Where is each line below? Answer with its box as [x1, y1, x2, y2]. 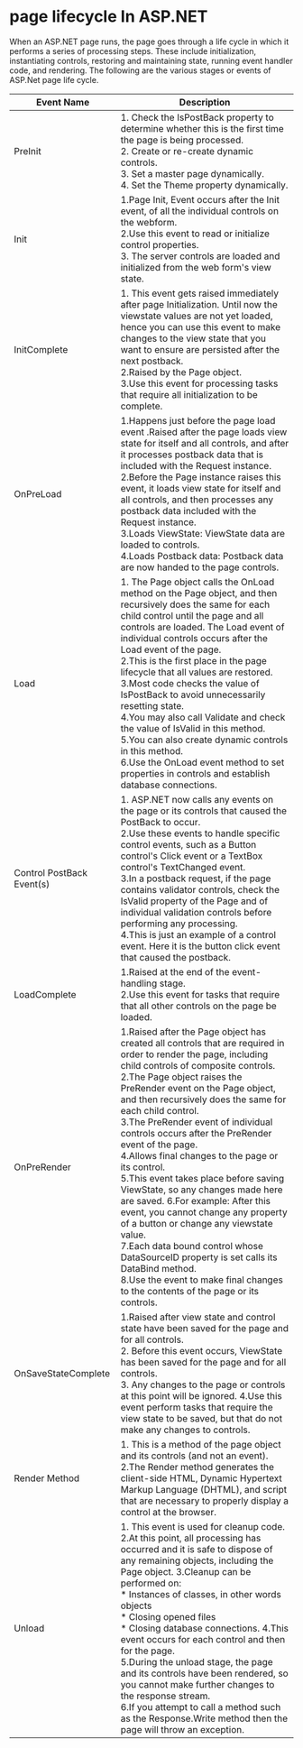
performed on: [120, 1577, 182, 1589]
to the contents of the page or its [120, 1284, 260, 1297]
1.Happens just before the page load [120, 414, 276, 427]
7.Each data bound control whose [120, 1239, 263, 1252]
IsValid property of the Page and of [120, 895, 269, 907]
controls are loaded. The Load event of [120, 621, 285, 633]
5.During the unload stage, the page [120, 1655, 273, 1668]
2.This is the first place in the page [120, 654, 268, 667]
